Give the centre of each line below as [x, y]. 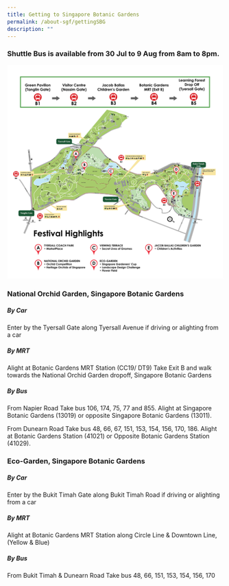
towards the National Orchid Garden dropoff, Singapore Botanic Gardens [109, 375]
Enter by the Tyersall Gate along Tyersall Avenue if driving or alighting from [113, 328]
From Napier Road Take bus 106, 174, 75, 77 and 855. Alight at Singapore [110, 408]
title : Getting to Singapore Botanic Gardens [73, 14]
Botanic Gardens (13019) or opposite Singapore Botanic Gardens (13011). [110, 416]
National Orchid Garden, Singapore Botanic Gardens [96, 294]
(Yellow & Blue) [28, 542]
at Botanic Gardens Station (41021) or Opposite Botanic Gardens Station [109, 436]
